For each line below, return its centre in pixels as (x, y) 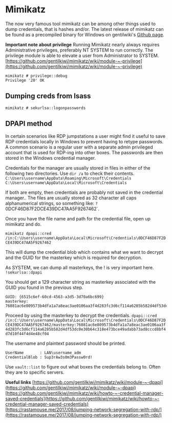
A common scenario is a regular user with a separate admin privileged (79, 147)
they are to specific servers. (35, 372)
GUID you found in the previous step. (44, 287)
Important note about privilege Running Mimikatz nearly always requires (82, 44)
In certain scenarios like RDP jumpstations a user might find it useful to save (85, 136)
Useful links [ (20, 382)
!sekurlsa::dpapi (24, 272)
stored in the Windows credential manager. (51, 158)
